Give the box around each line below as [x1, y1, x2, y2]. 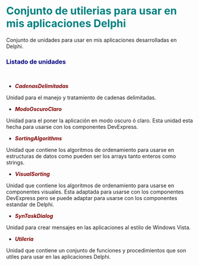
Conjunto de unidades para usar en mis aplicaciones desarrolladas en [6, 36, 177, 43]
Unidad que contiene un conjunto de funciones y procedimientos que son [6, 247, 187, 254]
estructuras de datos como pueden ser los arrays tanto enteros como [6, 153, 176, 160]
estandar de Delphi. [6, 201, 55, 208]
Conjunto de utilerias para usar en [6, 4, 177, 18]
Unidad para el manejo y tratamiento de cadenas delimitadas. [6, 94, 156, 102]
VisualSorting [14, 170, 50, 178]
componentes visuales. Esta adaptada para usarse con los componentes [6, 188, 184, 195]
